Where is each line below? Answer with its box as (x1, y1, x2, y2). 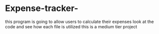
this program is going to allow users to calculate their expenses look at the (5, 19, 154, 24)
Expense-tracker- (5, 3, 79, 14)
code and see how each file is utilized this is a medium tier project (5, 23, 137, 29)
